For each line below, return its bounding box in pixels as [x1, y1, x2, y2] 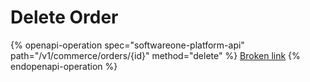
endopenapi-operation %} [10, 60, 118, 72]
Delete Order [10, 6, 119, 29]
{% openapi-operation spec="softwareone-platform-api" [10, 39, 245, 51]
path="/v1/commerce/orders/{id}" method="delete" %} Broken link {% [10, 49, 301, 61]
